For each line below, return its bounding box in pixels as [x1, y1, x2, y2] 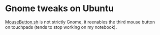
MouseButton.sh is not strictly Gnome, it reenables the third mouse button [5, 19, 155, 25]
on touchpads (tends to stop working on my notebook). [5, 24, 117, 30]
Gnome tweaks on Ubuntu [5, 3, 114, 14]
